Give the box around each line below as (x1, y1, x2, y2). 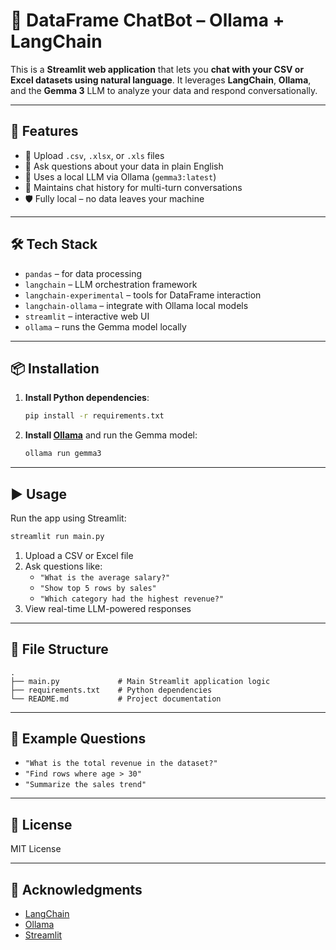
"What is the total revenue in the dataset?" (24, 759, 218, 769)
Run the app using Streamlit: (10, 512, 127, 524)
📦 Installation (10, 360, 100, 377)
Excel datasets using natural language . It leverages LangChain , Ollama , (10, 74, 312, 86)
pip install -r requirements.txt (24, 411, 165, 421)
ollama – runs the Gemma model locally (24, 320, 187, 333)
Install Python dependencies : (24, 392, 150, 404)
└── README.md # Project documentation (10, 694, 222, 704)
